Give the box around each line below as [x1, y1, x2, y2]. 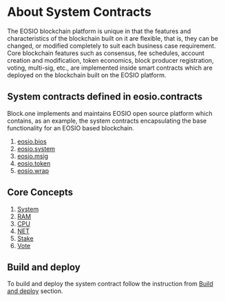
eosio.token [17, 159, 51, 168]
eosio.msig [17, 152, 49, 160]
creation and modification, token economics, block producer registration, [7, 56, 215, 64]
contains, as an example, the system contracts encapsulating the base [7, 117, 207, 125]
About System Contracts [7, 4, 151, 20]
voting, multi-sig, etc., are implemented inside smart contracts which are [7, 63, 213, 72]
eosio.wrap [17, 166, 50, 174]
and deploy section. [7, 287, 63, 295]
